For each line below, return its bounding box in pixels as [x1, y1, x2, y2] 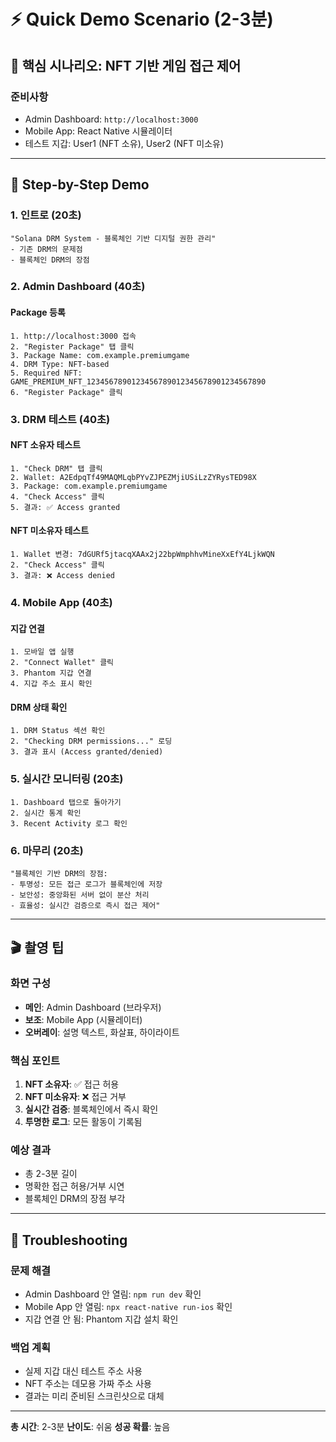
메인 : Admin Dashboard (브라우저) [24, 1001, 162, 1013]
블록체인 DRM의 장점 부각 [24, 1193, 126, 1205]
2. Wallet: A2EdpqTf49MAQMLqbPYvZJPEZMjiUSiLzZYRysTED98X [10, 472, 257, 482]
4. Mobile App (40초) [10, 595, 113, 609]
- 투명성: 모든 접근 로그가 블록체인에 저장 [10, 879, 163, 889]
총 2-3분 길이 [24, 1168, 78, 1180]
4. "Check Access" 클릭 [10, 491, 105, 502]
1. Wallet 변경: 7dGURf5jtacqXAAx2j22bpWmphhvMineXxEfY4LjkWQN [10, 550, 275, 560]
